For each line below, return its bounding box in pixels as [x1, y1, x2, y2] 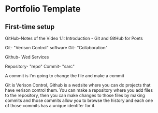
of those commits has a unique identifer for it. [5, 103, 96, 108]
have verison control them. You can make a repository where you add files [5, 87, 153, 93]
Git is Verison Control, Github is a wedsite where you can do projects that [5, 82, 151, 88]
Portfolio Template [5, 3, 81, 14]
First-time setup [5, 23, 55, 31]
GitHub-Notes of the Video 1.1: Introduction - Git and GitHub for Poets [5, 35, 143, 41]
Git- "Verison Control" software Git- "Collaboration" [5, 45, 108, 50]
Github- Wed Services [5, 54, 49, 60]
